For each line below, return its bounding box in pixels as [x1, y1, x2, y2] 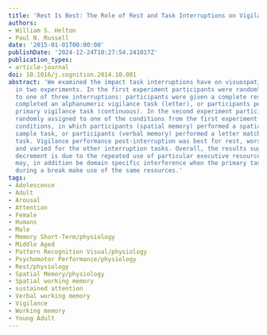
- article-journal [8, 64, 69, 71]
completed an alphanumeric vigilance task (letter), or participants [15, 100, 250, 108]
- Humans [8, 218, 37, 226]
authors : [8, 19, 37, 27]
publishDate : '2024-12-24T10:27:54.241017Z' [8, 48, 158, 56]
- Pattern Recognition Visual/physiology [8, 248, 148, 256]
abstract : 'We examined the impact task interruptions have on [8, 78, 222, 86]
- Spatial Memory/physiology [8, 270, 105, 278]
